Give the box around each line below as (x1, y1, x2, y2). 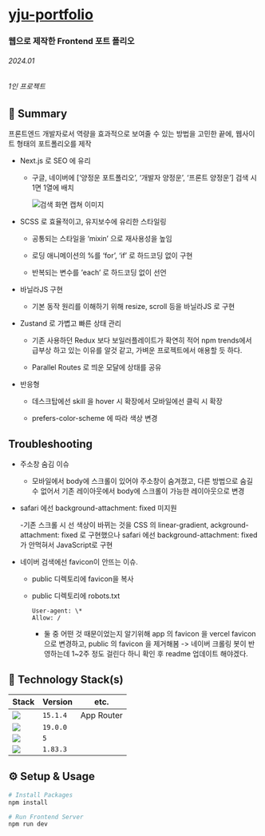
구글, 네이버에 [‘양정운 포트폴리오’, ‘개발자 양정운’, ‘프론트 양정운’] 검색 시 (31, 173, 257, 183)
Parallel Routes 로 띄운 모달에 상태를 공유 (31, 363, 162, 372)
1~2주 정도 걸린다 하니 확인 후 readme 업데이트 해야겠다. (71, 649, 249, 659)
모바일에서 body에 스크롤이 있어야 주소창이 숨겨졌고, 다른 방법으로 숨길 (31, 477, 254, 486)
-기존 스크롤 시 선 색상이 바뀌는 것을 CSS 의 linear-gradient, (19, 521, 209, 530)
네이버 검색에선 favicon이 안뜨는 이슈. (19, 557, 138, 567)
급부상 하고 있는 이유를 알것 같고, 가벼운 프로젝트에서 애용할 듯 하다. (31, 346, 243, 355)
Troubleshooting (8, 437, 93, 450)
